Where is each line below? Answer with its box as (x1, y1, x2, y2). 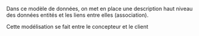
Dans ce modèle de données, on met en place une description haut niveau (6, 5, 193, 12)
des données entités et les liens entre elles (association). (6, 11, 149, 19)
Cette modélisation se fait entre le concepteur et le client (6, 23, 148, 30)
